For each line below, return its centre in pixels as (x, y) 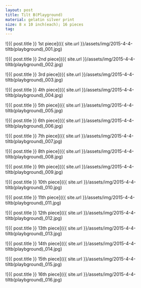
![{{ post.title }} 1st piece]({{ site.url (42, 44)
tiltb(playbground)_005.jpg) (34, 111)
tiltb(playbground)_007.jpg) (34, 141)
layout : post (19, 10)
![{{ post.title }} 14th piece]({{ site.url (44, 243)
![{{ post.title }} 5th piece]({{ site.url (43, 105)
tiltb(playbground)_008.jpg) (34, 157)
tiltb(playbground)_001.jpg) (34, 49)
